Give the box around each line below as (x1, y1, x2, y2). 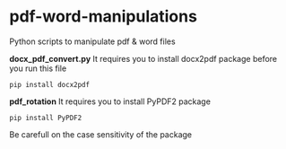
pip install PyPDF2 (9, 113, 82, 122)
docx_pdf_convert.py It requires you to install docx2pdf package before (9, 53, 278, 64)
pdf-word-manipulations (9, 6, 197, 27)
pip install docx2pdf (9, 80, 91, 89)
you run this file (9, 63, 67, 74)
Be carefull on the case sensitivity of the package (9, 128, 193, 140)
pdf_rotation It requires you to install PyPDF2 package (9, 96, 211, 107)
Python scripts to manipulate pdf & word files (9, 36, 177, 47)
